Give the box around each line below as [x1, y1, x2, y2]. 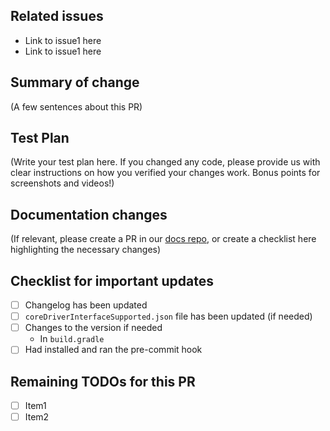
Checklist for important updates [10, 272, 214, 289]
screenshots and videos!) [10, 177, 115, 189]
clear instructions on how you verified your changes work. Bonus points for [10, 167, 321, 179]
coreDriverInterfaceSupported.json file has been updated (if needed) [24, 310, 313, 323]
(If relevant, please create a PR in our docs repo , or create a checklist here [10, 233, 317, 245]
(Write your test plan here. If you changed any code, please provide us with [10, 156, 321, 168]
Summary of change [10, 74, 140, 91]
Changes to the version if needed [24, 322, 163, 334]
